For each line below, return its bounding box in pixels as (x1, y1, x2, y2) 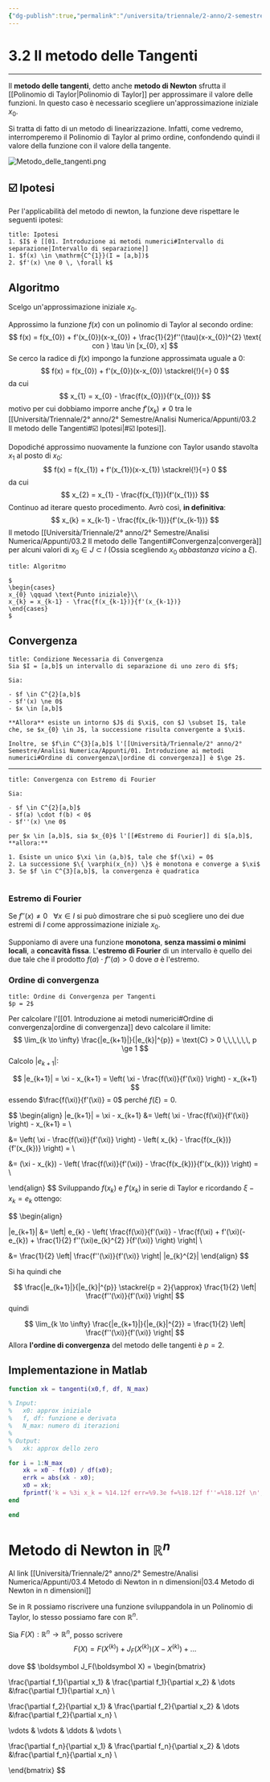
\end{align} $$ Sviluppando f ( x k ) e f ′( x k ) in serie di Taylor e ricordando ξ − (8, 1183, 255, 1194)
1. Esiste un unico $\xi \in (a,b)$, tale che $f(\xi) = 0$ (8, 853, 215, 861)
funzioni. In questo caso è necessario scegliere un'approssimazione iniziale (8, 98, 259, 107)
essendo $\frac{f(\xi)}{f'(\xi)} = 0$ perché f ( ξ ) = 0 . (8, 1095, 178, 1105)
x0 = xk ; (22, 1481, 52, 1489)
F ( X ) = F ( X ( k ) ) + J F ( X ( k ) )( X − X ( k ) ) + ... (73, 1643, 197, 1655)
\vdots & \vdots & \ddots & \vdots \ (8, 1726, 122, 1735)
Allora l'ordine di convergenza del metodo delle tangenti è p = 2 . (8, 1340, 225, 1350)
